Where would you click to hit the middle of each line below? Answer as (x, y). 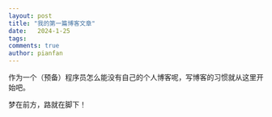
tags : (17, 38)
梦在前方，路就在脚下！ (47, 104)
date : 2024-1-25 (39, 31)
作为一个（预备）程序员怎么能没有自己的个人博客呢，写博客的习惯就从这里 (132, 77)
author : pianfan (36, 53)
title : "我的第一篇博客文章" (52, 23)
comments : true (34, 46)
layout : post (30, 16)
